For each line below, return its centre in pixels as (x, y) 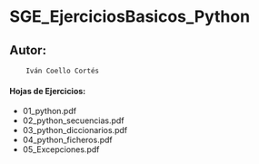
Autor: (28, 50)
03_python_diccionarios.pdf (75, 130)
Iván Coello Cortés (63, 71)
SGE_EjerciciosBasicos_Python (130, 17)
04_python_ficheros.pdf (68, 140)
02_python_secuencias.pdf (73, 121)
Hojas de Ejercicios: (48, 91)
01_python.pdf (50, 111)
